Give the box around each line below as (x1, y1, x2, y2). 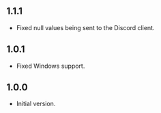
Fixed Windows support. (16, 62, 85, 70)
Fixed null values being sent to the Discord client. (16, 23, 155, 32)
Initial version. (16, 99, 56, 108)
